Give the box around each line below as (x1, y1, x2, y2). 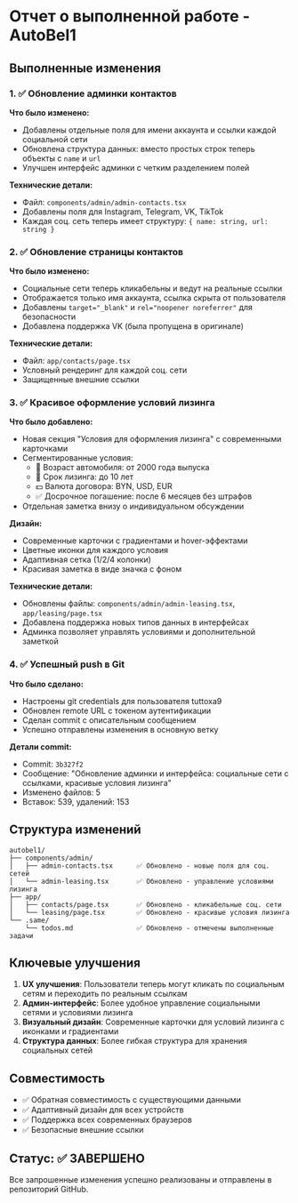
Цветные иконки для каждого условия (21, 545, 169, 556)
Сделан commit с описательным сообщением (21, 714, 197, 726)
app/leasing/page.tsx (21, 609, 102, 619)
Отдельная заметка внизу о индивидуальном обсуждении (21, 501, 245, 512)
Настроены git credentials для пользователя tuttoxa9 (21, 695, 222, 706)
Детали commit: (9, 741, 73, 752)
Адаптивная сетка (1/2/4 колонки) (21, 554, 151, 565)
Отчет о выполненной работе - (9, 6, 251, 27)
